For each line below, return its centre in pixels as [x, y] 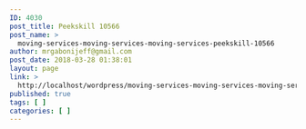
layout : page [34, 69]
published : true [40, 94]
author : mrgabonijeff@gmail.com [71, 52]
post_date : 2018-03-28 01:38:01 [71, 60]
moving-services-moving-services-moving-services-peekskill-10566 [146, 43]
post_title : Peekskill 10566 [65, 26]
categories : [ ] [40, 111]
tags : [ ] [28, 102]
